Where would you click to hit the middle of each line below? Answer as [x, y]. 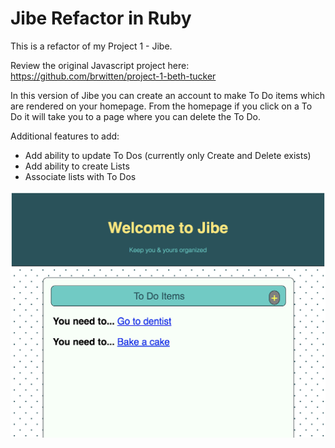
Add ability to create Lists [77, 166]
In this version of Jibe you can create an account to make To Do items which [168, 95]
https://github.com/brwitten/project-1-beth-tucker [113, 76]
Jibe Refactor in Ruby [101, 18]
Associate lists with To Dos [80, 176]
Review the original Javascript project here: [100, 65]
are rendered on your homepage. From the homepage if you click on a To [161, 106]
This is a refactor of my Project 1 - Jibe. [91, 46]
